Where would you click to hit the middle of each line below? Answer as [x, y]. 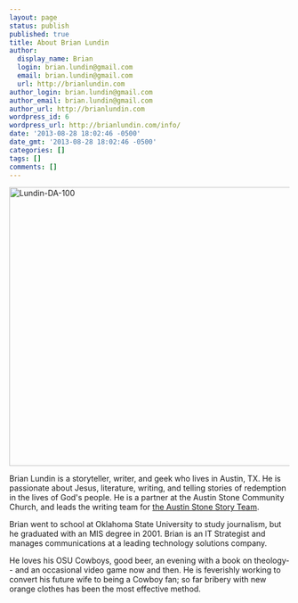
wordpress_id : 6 [39, 117]
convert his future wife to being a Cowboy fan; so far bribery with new [138, 580]
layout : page [33, 17]
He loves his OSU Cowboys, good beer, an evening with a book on [131, 561]
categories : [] [37, 150]
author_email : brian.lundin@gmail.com [81, 100]
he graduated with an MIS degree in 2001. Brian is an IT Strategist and [137, 534]
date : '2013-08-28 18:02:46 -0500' [75, 134]
